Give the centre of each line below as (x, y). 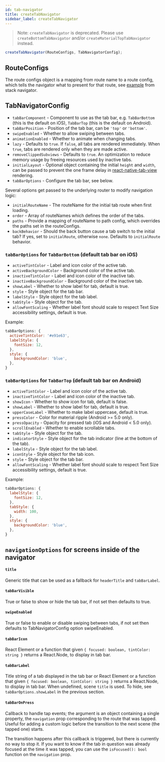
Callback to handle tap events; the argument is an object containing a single (82, 713)
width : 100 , (26, 512)
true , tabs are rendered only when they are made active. (70, 149)
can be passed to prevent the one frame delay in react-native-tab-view (84, 170)
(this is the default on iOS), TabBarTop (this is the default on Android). (82, 123)
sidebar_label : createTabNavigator (42, 19)
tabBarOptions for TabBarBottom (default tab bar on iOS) (71, 254)
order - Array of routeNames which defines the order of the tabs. (78, 215)
